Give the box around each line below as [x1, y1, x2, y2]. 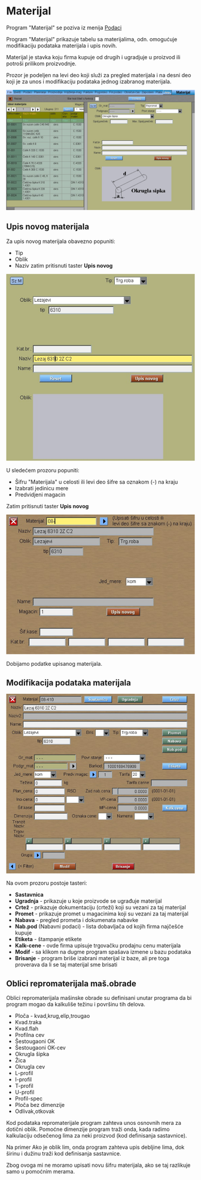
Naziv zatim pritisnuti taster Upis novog [14, 262, 113, 269]
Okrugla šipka [14, 1051, 50, 1058]
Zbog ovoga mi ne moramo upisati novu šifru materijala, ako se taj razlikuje [6, 1161, 191, 1169]
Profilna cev [14, 1032, 45, 1039]
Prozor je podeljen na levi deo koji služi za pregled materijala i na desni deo [6, 71, 191, 78]
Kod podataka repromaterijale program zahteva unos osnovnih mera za [6, 1120, 181, 1127]
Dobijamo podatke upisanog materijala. [6, 660, 103, 668]
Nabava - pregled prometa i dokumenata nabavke [14, 917, 139, 924]
